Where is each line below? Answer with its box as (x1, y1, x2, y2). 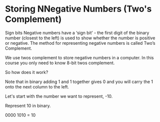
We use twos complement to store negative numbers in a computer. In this (5, 54, 154, 60)
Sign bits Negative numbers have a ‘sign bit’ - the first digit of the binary (5, 30, 149, 35)
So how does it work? (5, 69, 49, 75)
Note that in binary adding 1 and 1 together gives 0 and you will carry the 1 (5, 79, 153, 85)
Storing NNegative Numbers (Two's (5, 3, 152, 15)
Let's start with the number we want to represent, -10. (5, 93, 113, 99)
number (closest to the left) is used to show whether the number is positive (5, 35, 156, 41)
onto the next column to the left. (5, 84, 70, 89)
